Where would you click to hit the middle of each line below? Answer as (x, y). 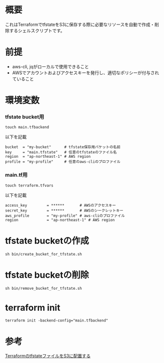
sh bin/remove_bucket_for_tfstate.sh (44, 288)
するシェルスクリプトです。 (37, 30)
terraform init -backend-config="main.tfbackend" (57, 320)
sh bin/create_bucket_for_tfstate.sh (44, 254)
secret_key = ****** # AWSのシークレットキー (64, 211)
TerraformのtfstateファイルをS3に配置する (48, 356)
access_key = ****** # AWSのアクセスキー (60, 205)
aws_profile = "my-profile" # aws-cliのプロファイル (65, 215)
